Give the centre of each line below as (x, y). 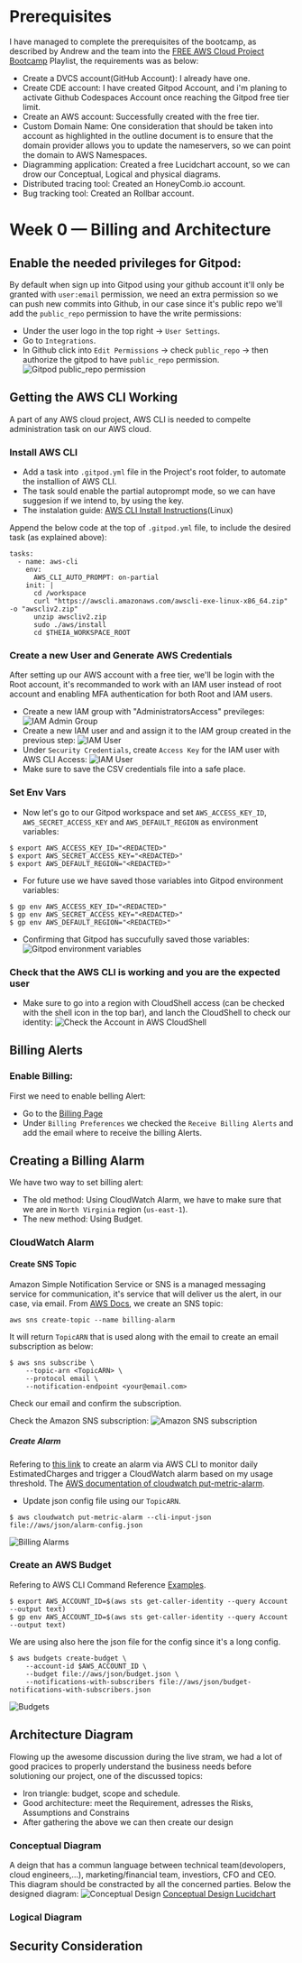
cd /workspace (60, 594)
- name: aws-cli (48, 562)
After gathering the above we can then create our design (128, 1822)
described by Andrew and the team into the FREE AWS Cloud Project (137, 51)
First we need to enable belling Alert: (78, 1096)
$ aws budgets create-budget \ (68, 1658)
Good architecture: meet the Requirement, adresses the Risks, (138, 1802)
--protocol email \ (62, 1378)
